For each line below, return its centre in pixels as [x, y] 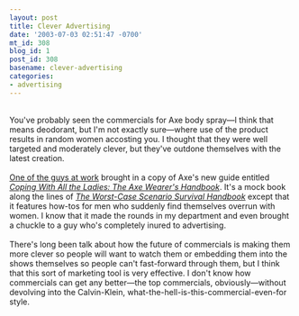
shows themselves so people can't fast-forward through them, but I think [145, 263]
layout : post [34, 18]
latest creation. [37, 158]
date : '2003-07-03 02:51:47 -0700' [76, 34]
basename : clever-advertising [66, 68]
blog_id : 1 [30, 51]
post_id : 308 [34, 59]
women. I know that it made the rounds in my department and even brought [149, 215]
